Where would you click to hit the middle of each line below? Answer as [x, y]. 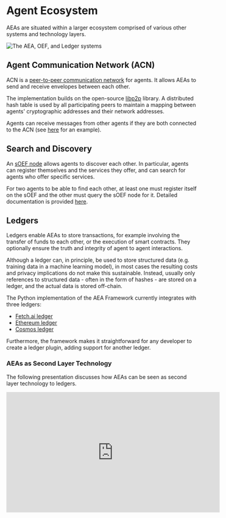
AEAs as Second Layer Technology [59, 363]
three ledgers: [24, 305]
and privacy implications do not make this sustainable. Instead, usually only [101, 273]
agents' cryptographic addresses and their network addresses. [85, 111]
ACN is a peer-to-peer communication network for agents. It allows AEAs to [101, 80]
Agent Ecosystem [52, 11]
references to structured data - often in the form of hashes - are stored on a [101, 279]
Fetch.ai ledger [34, 316]
